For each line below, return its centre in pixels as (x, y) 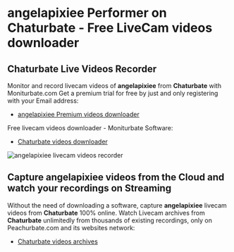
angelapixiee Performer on (87, 13)
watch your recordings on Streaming (89, 188)
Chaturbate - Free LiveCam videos (110, 28)
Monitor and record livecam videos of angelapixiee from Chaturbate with (115, 86)
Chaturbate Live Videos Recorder (82, 69)
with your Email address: (43, 101)
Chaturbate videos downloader (62, 141)
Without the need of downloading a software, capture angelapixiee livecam (117, 205)
